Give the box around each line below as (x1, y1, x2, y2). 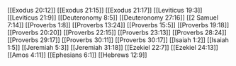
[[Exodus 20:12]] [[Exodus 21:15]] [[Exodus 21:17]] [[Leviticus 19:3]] (7, 6, 203, 14)
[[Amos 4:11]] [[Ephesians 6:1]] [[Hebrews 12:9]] (7, 51, 147, 59)
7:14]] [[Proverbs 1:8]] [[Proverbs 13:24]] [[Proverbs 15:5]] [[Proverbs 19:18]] (7, 21, 230, 29)
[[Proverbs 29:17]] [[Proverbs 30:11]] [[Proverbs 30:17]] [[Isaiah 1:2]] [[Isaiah (7, 36, 229, 44)
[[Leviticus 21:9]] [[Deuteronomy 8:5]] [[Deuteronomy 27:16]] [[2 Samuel (7, 13, 218, 22)
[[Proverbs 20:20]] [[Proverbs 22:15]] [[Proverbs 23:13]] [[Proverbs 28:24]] (7, 28, 227, 37)
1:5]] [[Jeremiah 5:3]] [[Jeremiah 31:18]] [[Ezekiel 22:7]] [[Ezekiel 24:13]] (7, 44, 218, 51)
